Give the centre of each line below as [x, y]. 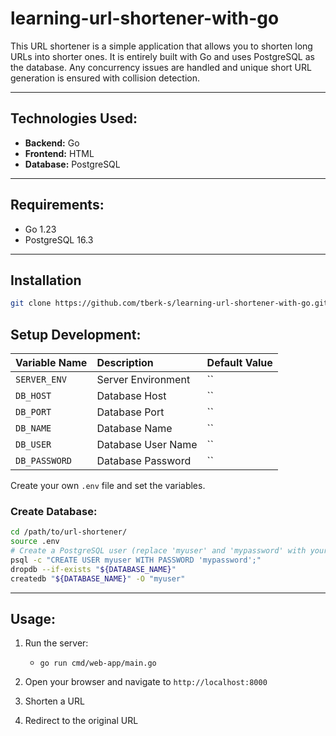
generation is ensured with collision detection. [105, 78]
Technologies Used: [74, 118]
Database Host [131, 396]
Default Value [239, 363]
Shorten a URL [54, 701]
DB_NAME [33, 428]
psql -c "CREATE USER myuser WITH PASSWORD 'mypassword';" [136, 560]
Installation [46, 280]
